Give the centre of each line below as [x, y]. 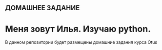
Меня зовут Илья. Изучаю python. [78, 29]
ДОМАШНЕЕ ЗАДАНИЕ [42, 8]
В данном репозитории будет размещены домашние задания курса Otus [81, 42]
